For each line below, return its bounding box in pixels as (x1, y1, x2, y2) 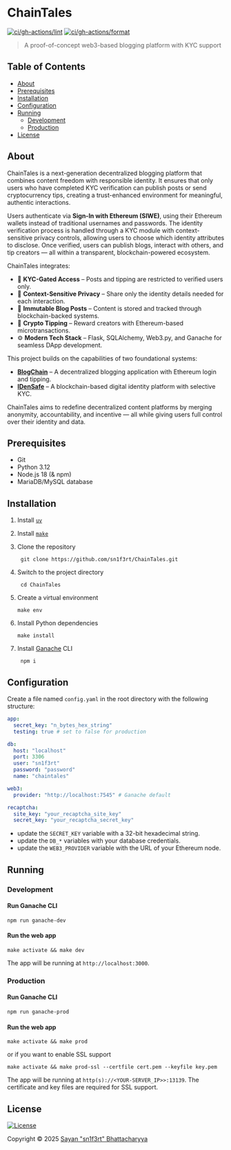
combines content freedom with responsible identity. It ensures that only (7, 176, 214, 184)
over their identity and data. (7, 417, 86, 425)
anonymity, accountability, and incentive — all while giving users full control (7, 410, 223, 418)
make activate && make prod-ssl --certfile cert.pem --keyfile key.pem (7, 1064, 217, 1071)
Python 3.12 (17, 463, 50, 472)
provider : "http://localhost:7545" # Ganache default (13, 791, 171, 798)
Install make (17, 529, 49, 538)
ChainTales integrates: (7, 261, 70, 270)
